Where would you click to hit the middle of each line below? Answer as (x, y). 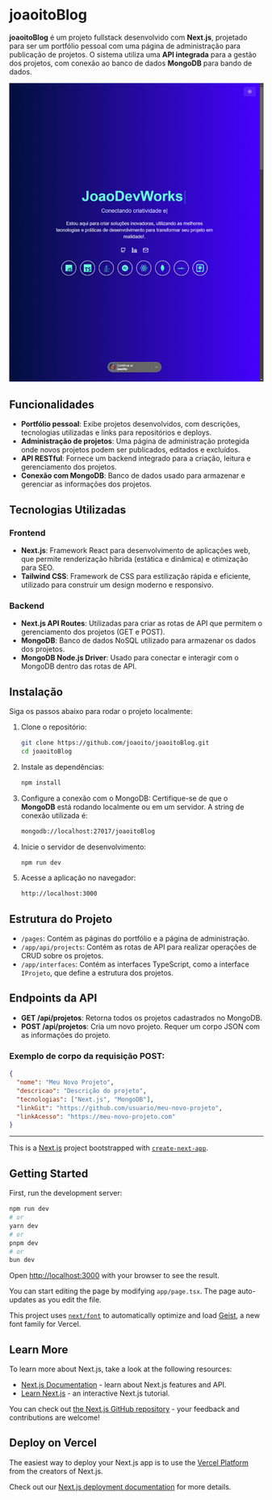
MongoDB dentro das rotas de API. (79, 666)
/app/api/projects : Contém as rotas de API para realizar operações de (138, 947)
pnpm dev (24, 1243)
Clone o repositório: (54, 727)
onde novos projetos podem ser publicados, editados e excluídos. (130, 450)
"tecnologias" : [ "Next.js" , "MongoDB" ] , (85, 1099)
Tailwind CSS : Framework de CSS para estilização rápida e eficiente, (136, 576)
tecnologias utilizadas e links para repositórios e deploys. (116, 433)
